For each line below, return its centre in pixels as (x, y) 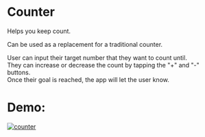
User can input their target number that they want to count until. (97, 57)
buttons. (19, 72)
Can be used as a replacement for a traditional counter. (85, 44)
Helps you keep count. (39, 31)
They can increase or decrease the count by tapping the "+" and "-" (104, 65)
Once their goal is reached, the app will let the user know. (88, 79)
